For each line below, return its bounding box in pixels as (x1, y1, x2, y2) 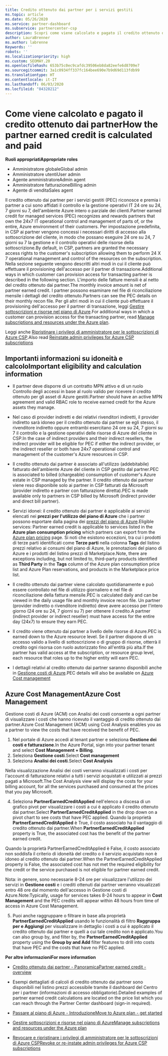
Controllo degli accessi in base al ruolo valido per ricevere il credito (12, 388, 151, 394)
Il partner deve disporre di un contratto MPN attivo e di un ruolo (12, 383, 143, 389)
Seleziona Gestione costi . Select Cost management (12, 753, 119, 759)
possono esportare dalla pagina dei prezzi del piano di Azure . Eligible (12, 518, 154, 524)
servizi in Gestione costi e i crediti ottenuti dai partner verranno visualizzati (5, 882, 160, 888)
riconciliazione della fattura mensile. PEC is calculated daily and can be (12, 592, 158, 598)
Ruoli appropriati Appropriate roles (5, 156, 78, 163)
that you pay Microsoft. (5, 789, 53, 795)
